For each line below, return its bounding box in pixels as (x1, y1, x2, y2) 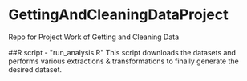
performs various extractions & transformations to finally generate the (8, 56, 239, 66)
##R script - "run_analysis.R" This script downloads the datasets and (8, 47, 237, 57)
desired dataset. (8, 64, 63, 74)
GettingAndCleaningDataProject (8, 6, 229, 24)
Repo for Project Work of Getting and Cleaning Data (8, 32, 180, 42)
